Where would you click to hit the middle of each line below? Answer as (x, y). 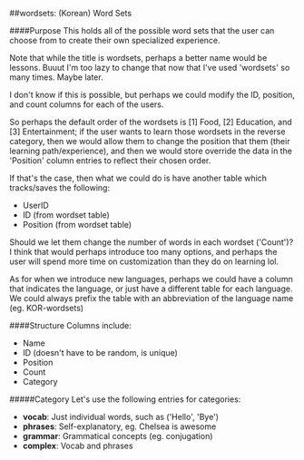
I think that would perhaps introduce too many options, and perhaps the (143, 252)
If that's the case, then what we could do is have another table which (138, 178)
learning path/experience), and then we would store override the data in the (151, 151)
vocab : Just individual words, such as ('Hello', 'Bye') (121, 417)
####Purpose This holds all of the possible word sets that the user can (142, 30)
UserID (36, 205)
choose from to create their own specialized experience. (115, 40)
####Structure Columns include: (70, 325)
